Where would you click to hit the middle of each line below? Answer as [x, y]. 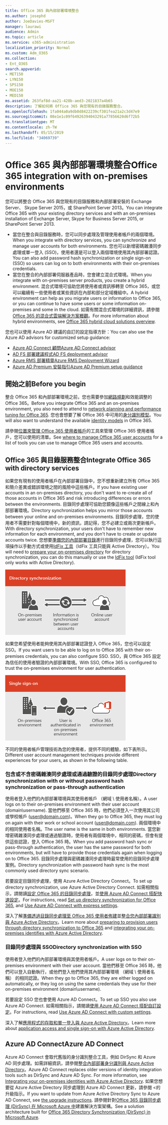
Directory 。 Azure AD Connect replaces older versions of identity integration [83, 1069]
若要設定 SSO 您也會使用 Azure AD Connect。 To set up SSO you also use [81, 999]
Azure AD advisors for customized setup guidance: [58, 337]
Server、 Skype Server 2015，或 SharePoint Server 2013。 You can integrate [84, 207]
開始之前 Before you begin [45, 384]
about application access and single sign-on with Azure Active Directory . [80, 1028]
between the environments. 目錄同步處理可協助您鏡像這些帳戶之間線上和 [80, 504]
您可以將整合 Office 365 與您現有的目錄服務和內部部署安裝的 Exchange [78, 201]
